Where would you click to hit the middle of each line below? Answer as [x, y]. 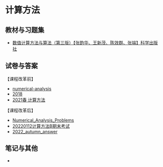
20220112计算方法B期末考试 [41, 126]
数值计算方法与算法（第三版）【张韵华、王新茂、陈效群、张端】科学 [81, 43]
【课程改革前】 [20, 79]
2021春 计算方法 [29, 100]
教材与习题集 [25, 30]
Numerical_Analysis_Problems [43, 120]
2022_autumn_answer [35, 131]
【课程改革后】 [20, 110]
